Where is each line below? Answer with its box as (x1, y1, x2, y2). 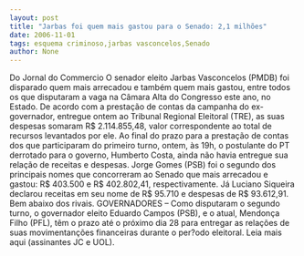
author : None (9, 47, 59, 56)
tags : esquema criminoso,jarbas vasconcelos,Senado (9, 38, 210, 48)
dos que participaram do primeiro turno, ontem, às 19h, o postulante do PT (9, 140, 290, 151)
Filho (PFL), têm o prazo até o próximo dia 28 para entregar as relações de (9, 218, 290, 229)
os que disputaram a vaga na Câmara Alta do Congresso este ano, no (9, 92, 271, 103)
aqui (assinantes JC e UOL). (9, 237, 115, 248)
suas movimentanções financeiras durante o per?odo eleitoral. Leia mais (9, 227, 283, 238)
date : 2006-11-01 (9, 30, 76, 39)
